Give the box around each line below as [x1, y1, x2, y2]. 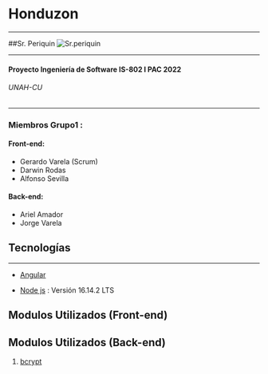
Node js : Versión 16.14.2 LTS [19, 285, 114, 295]
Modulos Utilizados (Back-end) [8, 336, 166, 349]
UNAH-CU [8, 83, 43, 93]
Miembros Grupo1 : [8, 119, 84, 130]
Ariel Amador [19, 210, 64, 219]
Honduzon [8, 5, 79, 23]
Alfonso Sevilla [19, 173, 69, 183]
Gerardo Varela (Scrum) [19, 156, 98, 166]
